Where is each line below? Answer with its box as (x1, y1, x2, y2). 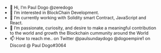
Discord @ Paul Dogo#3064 (9, 42, 67, 48)
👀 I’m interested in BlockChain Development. (9, 10, 99, 15)
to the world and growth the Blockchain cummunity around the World (9, 30, 149, 36)
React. (9, 20, 23, 26)
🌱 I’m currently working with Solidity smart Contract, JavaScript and (9, 15, 146, 20)
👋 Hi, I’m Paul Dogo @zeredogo (9, 5, 73, 10)
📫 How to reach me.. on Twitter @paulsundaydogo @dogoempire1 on (9, 36, 150, 41)
